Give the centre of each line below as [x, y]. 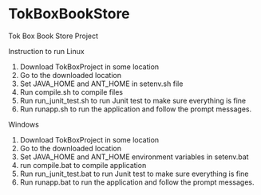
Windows [24, 124]
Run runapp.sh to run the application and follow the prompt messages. [136, 109]
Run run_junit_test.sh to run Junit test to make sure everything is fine [133, 100]
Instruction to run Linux [47, 51]
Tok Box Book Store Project [53, 36]
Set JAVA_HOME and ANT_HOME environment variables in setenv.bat [134, 157]
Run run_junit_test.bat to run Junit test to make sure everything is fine [134, 174]
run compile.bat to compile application [83, 165]
